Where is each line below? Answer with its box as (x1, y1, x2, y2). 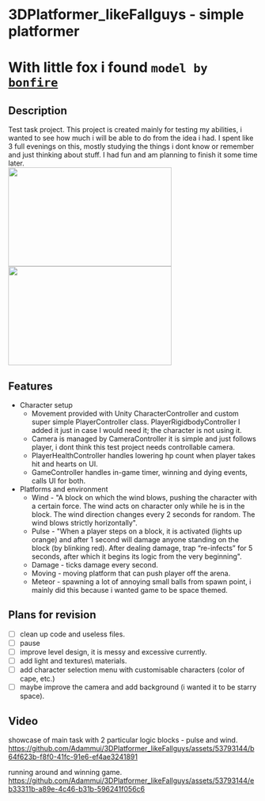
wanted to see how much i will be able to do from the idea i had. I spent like (8, 133, 254, 143)
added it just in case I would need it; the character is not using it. (31, 426, 243, 435)
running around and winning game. (8, 768, 123, 776)
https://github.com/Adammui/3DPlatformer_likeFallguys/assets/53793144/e (8, 776, 255, 785)
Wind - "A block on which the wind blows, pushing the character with (31, 493, 257, 502)
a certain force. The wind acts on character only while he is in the (31, 501, 245, 511)
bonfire (8, 75, 59, 90)
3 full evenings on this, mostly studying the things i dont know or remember (8, 142, 255, 151)
